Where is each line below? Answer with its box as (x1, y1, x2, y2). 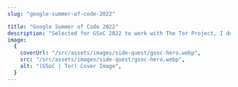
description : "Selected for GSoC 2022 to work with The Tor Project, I (7, 30, 223, 37)
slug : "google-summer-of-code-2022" (7, 10, 115, 18)
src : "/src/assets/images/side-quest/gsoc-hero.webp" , (20, 56, 186, 64)
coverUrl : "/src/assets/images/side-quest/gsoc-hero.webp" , (20, 50, 201, 57)
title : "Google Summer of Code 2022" (7, 23, 119, 30)
